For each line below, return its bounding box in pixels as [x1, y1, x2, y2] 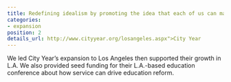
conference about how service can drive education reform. [7, 69, 175, 77]
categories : [7, 16, 41, 23]
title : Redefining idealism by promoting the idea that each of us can [7, 10, 217, 17]
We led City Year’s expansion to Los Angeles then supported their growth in [7, 54, 221, 62]
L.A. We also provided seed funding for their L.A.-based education [7, 61, 196, 70]
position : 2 [7, 29, 41, 36]
